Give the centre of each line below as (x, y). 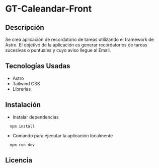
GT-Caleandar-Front (49, 9)
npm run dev (22, 145)
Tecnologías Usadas (38, 66)
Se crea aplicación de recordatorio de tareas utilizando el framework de (80, 39)
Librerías (22, 89)
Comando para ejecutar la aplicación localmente (63, 135)
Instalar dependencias (35, 117)
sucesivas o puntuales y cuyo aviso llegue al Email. (58, 50)
